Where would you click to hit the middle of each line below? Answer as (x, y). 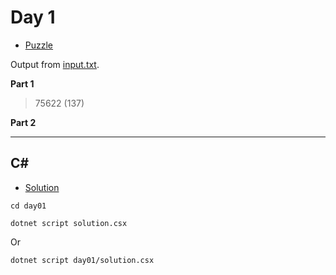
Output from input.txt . (55, 64)
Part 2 (23, 122)
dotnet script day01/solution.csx (82, 260)
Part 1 (22, 83)
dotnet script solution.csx (69, 223)
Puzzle (39, 45)
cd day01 (28, 206)
